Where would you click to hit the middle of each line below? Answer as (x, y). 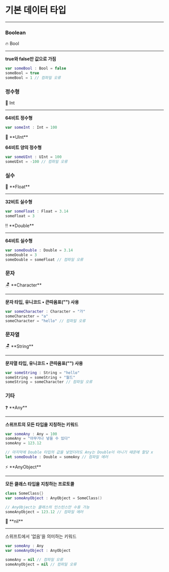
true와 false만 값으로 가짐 (31, 59)
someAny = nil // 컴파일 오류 (34, 560)
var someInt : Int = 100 (31, 128)
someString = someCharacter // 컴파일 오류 (49, 382)
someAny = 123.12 (23, 443)
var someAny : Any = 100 (31, 434)
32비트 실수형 (19, 202)
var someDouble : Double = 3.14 (39, 250)
